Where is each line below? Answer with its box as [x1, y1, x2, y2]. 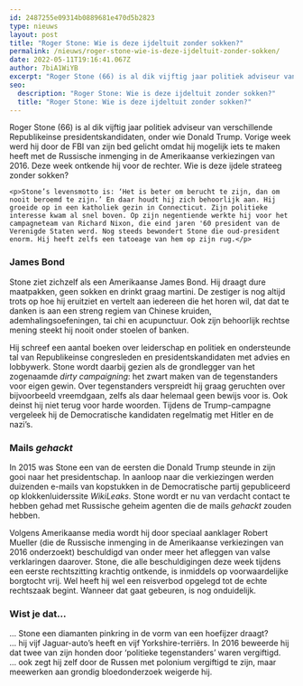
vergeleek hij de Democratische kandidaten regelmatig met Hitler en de [9, 409, 274, 420]
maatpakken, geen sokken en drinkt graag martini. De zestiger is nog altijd [9, 286, 286, 296]
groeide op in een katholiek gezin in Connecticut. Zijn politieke [9, 203, 269, 212]
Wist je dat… [9, 607, 67, 620]
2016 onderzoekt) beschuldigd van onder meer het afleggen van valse [9, 546, 271, 557]
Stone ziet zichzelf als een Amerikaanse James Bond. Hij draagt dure [9, 277, 266, 287]
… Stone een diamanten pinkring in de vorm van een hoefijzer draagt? [9, 628, 269, 639]
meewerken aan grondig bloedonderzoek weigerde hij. [9, 666, 213, 678]
